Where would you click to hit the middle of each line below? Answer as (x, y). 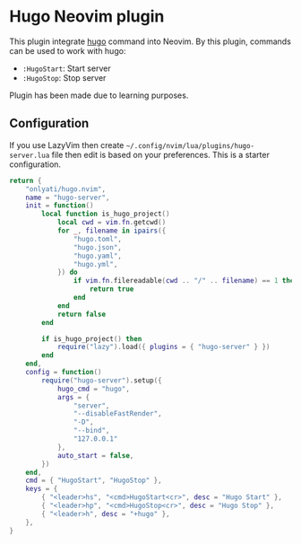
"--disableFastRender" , (118, 414)
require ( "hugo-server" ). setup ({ (102, 380)
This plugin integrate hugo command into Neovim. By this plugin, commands (150, 41)
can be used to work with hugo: (68, 50)
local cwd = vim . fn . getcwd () (112, 223)
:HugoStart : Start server (66, 68)
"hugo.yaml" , (98, 256)
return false (81, 314)
